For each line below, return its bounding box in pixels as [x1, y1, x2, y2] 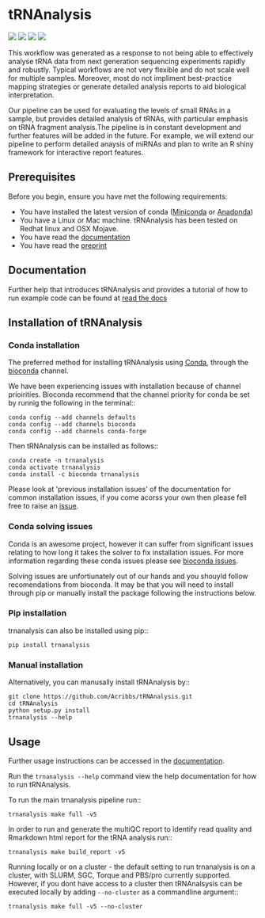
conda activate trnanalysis [8, 463, 101, 472]
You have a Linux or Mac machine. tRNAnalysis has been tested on [19, 215, 238, 225]
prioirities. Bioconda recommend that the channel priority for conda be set [8, 390, 251, 399]
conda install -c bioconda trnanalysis [8, 470, 140, 478]
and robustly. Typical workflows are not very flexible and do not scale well [8, 65, 250, 74]
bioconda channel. [8, 366, 69, 375]
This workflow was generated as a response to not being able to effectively [8, 48, 254, 57]
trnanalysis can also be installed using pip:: [8, 626, 149, 635]
